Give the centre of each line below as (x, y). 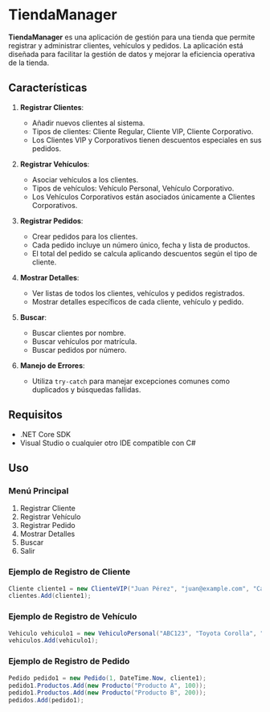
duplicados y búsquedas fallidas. (86, 389)
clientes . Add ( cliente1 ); (50, 596)
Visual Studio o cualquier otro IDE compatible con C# (108, 443)
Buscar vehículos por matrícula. (84, 341)
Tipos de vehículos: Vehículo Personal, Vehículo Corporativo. (133, 188)
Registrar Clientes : (52, 107)
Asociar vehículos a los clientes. (85, 179)
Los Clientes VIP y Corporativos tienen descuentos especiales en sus (147, 140)
